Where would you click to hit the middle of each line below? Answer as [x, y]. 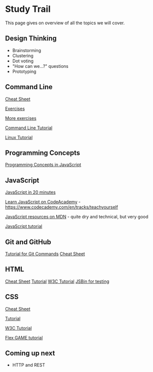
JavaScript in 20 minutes [30, 192]
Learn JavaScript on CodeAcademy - [43, 202]
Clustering [23, 55]
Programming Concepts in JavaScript [43, 165]
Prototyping [24, 71]
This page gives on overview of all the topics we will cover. [65, 23]
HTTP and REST [29, 365]
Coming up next [30, 353]
